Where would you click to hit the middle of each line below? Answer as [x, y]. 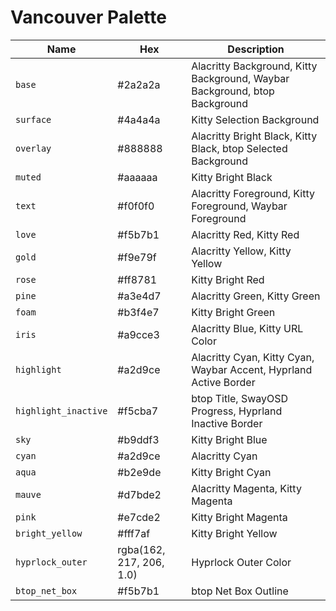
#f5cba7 [138, 411]
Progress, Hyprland [237, 411]
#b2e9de [139, 472]
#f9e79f [137, 257]
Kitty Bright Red [228, 279]
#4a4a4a [139, 119]
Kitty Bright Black [232, 177]
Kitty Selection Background [255, 119]
